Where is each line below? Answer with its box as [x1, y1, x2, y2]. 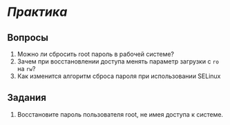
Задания [7, 92, 47, 104]
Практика [7, 4, 68, 20]
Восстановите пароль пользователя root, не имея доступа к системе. [17, 110, 223, 118]
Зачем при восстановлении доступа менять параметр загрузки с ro [17, 57, 220, 66]
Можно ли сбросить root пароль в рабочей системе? [17, 50, 175, 58]
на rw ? [17, 65, 36, 73]
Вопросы [7, 32, 49, 44]
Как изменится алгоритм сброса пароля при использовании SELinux [17, 72, 221, 80]
